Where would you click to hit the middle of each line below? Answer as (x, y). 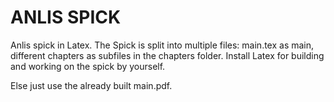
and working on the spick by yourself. (88, 66)
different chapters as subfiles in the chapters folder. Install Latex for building (167, 55)
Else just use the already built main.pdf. (91, 85)
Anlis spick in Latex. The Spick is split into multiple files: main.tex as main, (162, 45)
